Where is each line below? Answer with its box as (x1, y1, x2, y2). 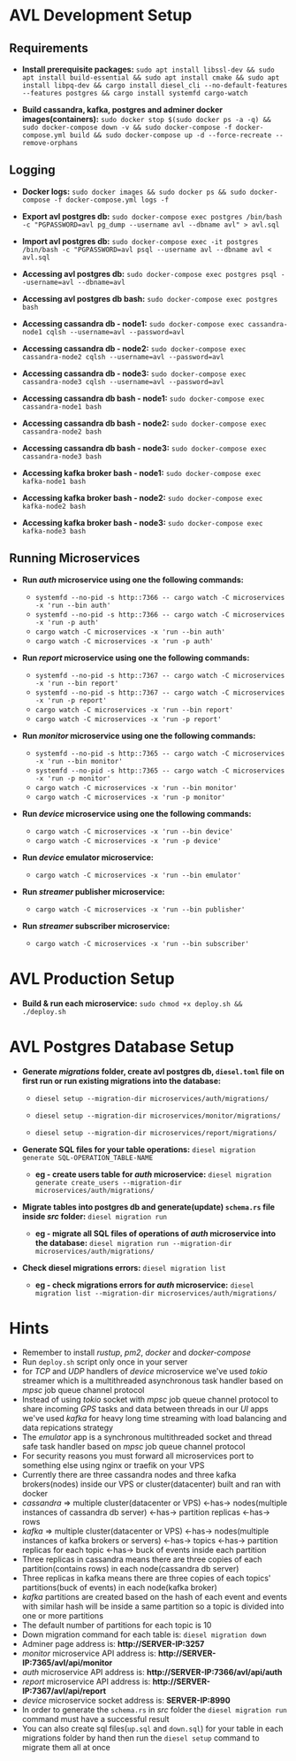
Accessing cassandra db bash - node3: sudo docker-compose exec (21, 442, 267, 453)
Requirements (9, 41, 88, 56)
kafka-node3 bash (21, 527, 87, 535)
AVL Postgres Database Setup (9, 1036, 234, 1057)
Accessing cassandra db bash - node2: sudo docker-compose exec (21, 418, 267, 428)
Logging (9, 163, 56, 178)
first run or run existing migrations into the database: (21, 1075, 221, 1086)
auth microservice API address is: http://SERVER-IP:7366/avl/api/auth (21, 1667, 283, 1678)
